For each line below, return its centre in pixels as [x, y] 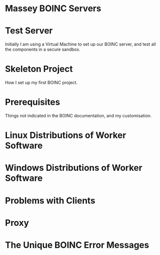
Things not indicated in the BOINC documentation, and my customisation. [78, 116]
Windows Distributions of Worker [74, 168]
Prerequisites [33, 102]
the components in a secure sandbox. [43, 50]
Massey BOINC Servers [53, 9]
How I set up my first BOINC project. [41, 83]
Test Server [29, 31]
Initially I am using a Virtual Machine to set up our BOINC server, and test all [80, 44]
